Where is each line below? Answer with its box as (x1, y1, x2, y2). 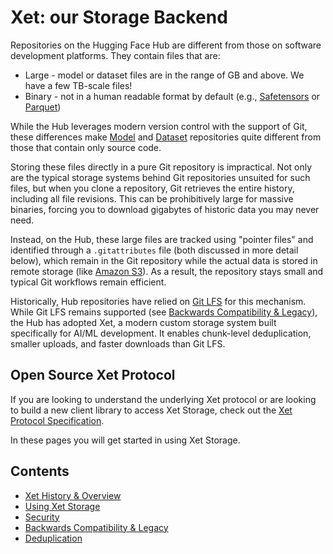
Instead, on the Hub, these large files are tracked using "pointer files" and (10, 233, 314, 245)
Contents (10, 463, 70, 480)
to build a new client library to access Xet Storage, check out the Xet (10, 404, 293, 416)
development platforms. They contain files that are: (10, 49, 221, 61)
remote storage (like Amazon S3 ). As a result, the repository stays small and (10, 265, 324, 277)
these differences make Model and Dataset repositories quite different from (10, 131, 322, 143)
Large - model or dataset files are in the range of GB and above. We (24, 69, 305, 81)
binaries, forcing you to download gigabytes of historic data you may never (10, 203, 320, 215)
